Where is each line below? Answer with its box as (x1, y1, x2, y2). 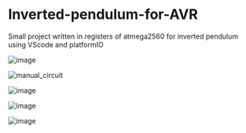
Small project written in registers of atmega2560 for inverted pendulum (8, 31, 239, 41)
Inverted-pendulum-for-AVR (8, 6, 198, 24)
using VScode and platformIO (8, 39, 104, 49)
